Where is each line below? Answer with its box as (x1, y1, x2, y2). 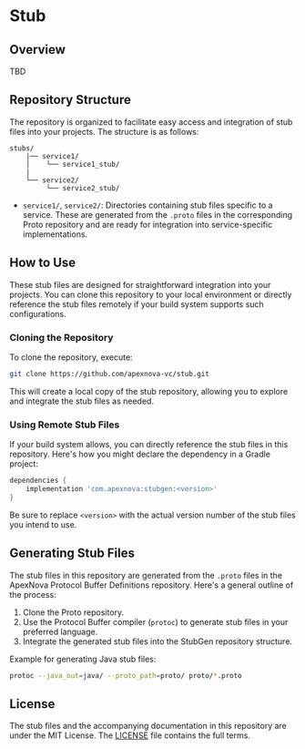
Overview (9, 42, 66, 57)
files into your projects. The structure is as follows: (9, 126, 199, 137)
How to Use (9, 255, 76, 271)
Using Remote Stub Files (9, 418, 120, 431)
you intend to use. (9, 518, 77, 529)
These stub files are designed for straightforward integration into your (9, 279, 271, 290)
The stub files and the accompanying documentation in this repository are (9, 721, 287, 732)
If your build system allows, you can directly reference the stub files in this (9, 439, 289, 450)
